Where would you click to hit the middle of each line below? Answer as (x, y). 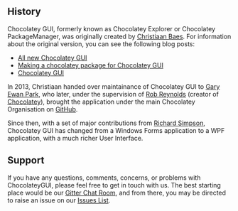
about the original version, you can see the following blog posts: (101, 44)
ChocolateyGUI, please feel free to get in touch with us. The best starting (114, 185)
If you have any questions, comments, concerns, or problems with (104, 178)
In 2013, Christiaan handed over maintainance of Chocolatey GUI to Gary (114, 86)
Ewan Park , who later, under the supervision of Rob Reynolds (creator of (113, 94)
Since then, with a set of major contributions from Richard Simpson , (107, 123)
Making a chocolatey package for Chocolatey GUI (90, 65)
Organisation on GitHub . (43, 109)
